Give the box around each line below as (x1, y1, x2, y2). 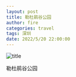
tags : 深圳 (6, 31, 31, 37)
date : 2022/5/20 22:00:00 (6, 36, 70, 42)
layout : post (6, 8, 39, 15)
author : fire (6, 20, 39, 25)
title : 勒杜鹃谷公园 (6, 14, 52, 20)
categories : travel (6, 25, 55, 31)
